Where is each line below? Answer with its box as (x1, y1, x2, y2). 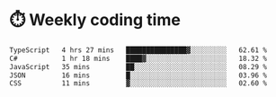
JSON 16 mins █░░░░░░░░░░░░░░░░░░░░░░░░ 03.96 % (9, 71, 268, 80)
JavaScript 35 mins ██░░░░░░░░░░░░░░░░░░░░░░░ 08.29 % (9, 62, 268, 71)
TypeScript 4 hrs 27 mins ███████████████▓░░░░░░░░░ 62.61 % (9, 45, 268, 55)
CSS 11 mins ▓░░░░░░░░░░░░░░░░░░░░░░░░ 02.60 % (9, 79, 268, 88)
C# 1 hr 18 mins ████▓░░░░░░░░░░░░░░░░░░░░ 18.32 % (9, 54, 268, 63)
